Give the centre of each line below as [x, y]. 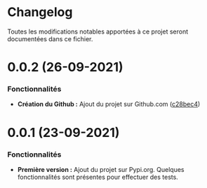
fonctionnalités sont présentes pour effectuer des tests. [98, 177]
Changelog [40, 12]
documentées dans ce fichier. [50, 38]
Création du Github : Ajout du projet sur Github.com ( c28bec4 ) [109, 104]
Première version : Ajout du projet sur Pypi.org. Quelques [101, 169]
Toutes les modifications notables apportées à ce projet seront [98, 31]
